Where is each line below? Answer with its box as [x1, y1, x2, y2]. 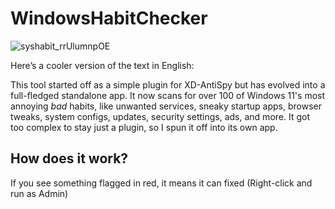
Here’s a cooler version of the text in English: [10, 59, 195, 71]
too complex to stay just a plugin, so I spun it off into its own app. [10, 121, 278, 133]
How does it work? [10, 150, 129, 167]
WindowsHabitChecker [10, 7, 208, 30]
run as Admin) [10, 187, 69, 199]
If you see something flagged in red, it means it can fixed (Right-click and [10, 177, 313, 189]
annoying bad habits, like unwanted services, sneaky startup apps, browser [10, 100, 322, 112]
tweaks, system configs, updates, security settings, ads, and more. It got [10, 110, 310, 122]
